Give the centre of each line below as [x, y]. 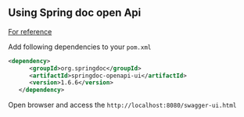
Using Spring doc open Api [75, 13]
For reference [30, 31]
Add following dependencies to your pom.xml [80, 47]
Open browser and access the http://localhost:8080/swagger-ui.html [122, 105]
